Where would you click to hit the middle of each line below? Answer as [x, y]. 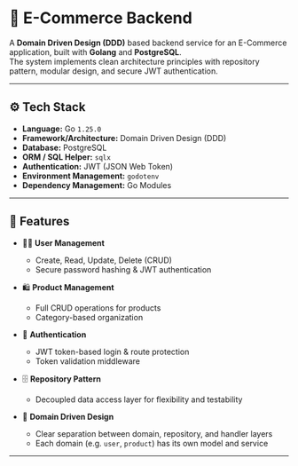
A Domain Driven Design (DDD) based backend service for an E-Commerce [148, 43]
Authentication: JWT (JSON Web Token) [98, 166]
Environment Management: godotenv [90, 176]
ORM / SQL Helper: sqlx [66, 157]
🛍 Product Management [68, 287]
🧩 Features [39, 221]
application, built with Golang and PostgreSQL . [95, 51]
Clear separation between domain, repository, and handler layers [154, 433]
